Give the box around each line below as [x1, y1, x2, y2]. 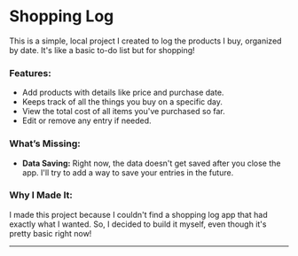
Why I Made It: [9, 189, 74, 201]
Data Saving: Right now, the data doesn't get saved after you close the [21, 158, 281, 168]
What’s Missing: [9, 137, 82, 150]
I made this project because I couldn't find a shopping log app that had [9, 209, 268, 220]
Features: [9, 66, 51, 79]
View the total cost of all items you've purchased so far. [21, 106, 225, 117]
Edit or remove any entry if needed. [21, 115, 153, 126]
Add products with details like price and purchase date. [21, 87, 224, 98]
